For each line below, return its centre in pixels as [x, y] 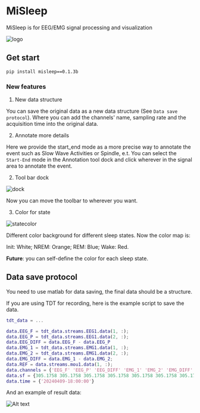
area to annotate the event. [39, 166]
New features [26, 87]
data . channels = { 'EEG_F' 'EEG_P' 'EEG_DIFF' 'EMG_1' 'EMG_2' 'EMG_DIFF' [100, 370]
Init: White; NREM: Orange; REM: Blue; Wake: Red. [68, 247]
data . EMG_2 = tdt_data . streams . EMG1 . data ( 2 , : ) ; [68, 353]
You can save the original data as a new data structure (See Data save [92, 111]
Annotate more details [42, 135]
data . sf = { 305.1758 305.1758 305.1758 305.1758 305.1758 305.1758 [92, 375]
